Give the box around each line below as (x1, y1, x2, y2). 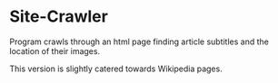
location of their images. (9, 45, 101, 56)
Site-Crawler (9, 6, 109, 27)
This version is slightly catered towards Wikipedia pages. (9, 63, 223, 74)
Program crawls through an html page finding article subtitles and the (9, 36, 270, 47)
